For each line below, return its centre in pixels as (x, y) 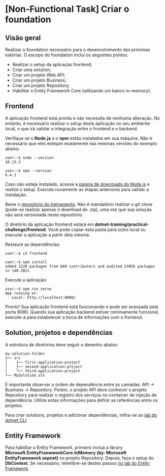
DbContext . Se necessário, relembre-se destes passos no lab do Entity (78, 463)
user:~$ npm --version (28, 171)
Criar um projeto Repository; (41, 85)
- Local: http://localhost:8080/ (42, 297)
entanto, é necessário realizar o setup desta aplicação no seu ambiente (78, 123)
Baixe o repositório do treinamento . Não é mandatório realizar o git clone (79, 204)
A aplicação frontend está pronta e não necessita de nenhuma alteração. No (82, 118)
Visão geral (23, 38)
